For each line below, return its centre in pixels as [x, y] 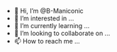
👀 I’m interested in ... [44, 18]
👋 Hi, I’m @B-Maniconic [49, 11]
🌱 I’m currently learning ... [52, 26]
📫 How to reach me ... [47, 41]
